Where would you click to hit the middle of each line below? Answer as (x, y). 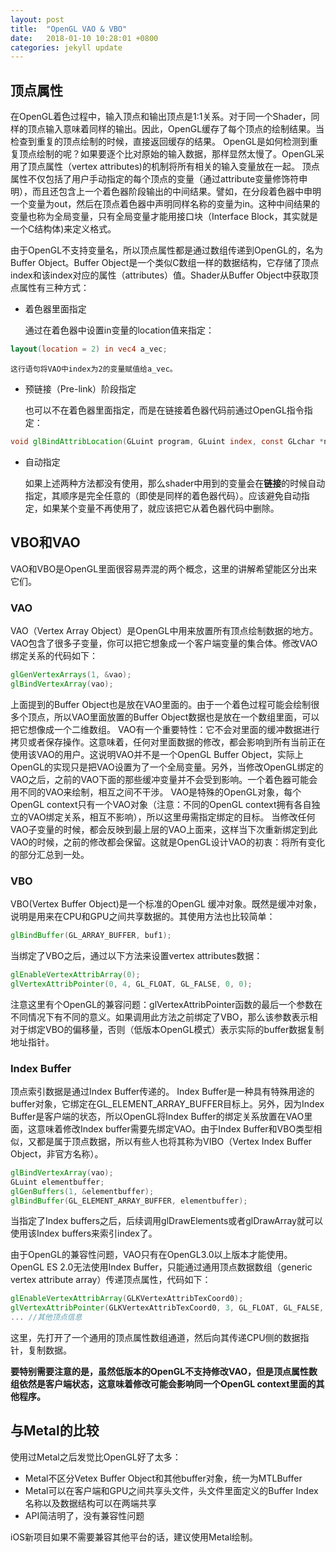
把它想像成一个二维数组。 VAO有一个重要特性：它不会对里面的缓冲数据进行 (165, 729)
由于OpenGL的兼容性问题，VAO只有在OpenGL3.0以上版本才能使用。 (151, 1255)
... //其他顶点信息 (46, 1317)
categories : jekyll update (66, 47)
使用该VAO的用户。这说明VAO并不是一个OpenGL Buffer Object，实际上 (157, 754)
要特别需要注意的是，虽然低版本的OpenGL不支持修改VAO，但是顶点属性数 (164, 1372)
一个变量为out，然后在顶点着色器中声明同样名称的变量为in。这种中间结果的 (165, 204)
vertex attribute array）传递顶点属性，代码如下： (111, 1280)
